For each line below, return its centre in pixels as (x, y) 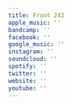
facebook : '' (29, 37)
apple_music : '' (34, 23)
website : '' (27, 81)
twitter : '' (27, 74)
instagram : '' (31, 52)
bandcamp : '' (29, 30)
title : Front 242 (36, 15)
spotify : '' (27, 66)
